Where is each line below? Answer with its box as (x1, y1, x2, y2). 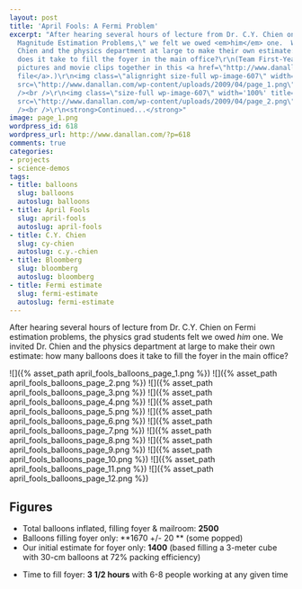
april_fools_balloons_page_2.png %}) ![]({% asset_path (9, 378, 213, 388)
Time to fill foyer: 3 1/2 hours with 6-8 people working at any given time (22, 569, 289, 580)
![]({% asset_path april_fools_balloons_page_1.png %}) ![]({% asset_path (9, 368, 278, 379)
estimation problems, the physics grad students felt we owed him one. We (9, 332, 284, 343)
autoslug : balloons (17, 197, 91, 207)
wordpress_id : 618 (9, 122, 78, 131)
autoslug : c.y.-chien (17, 247, 99, 256)
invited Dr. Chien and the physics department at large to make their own (9, 341, 276, 352)
